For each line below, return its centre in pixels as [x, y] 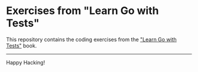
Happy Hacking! [26, 62]
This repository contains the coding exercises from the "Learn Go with [91, 39]
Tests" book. [22, 46]
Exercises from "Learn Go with [82, 11]
